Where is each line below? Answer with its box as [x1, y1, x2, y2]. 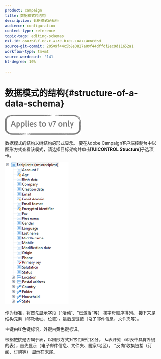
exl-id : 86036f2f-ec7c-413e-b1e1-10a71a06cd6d [5, 39, 101, 44]
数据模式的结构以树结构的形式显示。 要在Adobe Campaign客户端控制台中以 [5, 140, 157, 146]
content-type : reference [5, 28, 55, 34]
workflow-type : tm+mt [5, 49, 49, 54]
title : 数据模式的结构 [5, 13, 46, 18]
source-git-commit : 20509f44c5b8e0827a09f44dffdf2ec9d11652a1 [5, 44, 134, 49]
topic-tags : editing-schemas [5, 34, 64, 39]
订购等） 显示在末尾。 [13, 349, 57, 355]
